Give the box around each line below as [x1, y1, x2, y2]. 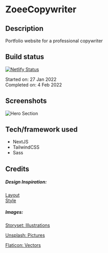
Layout [5, 192, 20, 198]
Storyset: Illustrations [5, 222, 50, 228]
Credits [5, 165, 30, 173]
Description [5, 24, 44, 33]
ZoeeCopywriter [5, 4, 77, 15]
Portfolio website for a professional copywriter [5, 38, 103, 44]
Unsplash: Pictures [5, 232, 45, 238]
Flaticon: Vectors [5, 242, 41, 248]
